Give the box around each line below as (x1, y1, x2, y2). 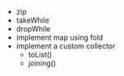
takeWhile (15, 15, 50, 25)
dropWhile (15, 24, 51, 33)
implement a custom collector (15, 41, 116, 51)
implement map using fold (15, 32, 104, 42)
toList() (28, 50, 53, 59)
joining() (28, 58, 57, 68)
